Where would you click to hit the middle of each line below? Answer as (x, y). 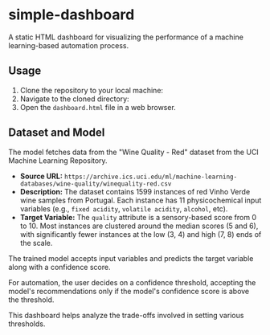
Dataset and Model (57, 133)
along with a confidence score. (59, 267)
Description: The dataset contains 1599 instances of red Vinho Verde (135, 191)
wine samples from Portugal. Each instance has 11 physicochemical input (141, 200)
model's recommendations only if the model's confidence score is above (129, 291)
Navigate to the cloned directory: (75, 99)
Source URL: (41, 176)
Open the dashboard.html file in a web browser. (98, 107)
